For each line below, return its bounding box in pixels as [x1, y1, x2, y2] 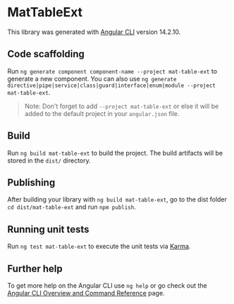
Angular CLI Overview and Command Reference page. [7, 289, 165, 297]
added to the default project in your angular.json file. [24, 109, 180, 117]
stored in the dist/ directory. [7, 156, 92, 165]
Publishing [7, 176, 56, 188]
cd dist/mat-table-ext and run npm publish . [7, 203, 136, 211]
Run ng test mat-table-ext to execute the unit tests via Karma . [7, 242, 191, 251]
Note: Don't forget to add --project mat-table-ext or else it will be [24, 102, 219, 110]
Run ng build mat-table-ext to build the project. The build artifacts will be [7, 148, 223, 157]
